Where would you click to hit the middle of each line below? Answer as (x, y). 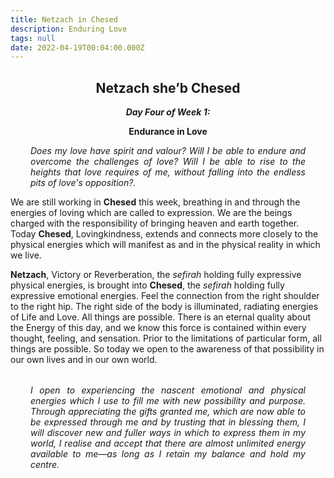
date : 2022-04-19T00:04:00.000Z (77, 47)
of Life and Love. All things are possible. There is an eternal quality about (161, 317)
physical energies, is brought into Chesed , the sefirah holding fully (147, 285)
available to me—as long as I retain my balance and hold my (168, 454)
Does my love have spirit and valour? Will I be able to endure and (168, 151)
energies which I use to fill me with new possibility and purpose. (168, 401)
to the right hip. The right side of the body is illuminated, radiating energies (164, 307)
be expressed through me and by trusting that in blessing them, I (168, 422)
